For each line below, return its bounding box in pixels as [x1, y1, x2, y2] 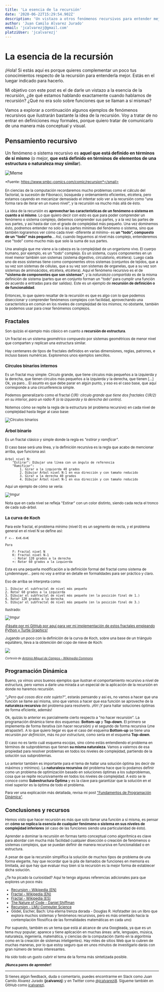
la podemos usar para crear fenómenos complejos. [5, 306, 91, 311]
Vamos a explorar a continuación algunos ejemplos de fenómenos [5, 107, 138, 113]
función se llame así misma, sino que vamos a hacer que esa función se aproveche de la [5, 699, 153, 704]
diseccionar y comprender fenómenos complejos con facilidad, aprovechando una [5, 297, 143, 302]
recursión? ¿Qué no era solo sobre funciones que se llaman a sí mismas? [5, 98, 152, 103]
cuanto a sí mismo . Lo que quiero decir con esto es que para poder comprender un [5, 213, 145, 218]
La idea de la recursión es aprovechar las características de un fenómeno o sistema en [5, 209, 154, 214]
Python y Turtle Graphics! [5, 628, 48, 633]
